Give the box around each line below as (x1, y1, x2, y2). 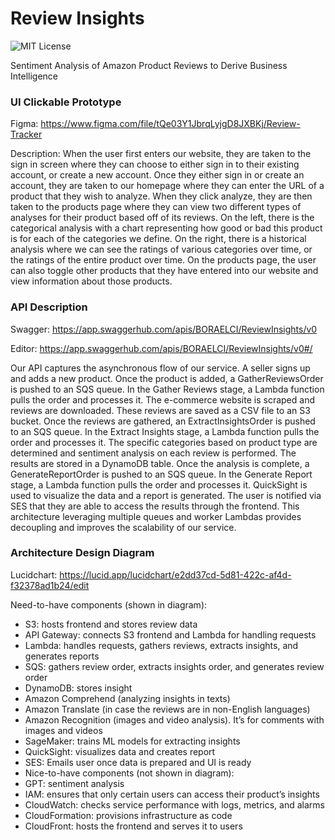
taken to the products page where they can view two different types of (10, 201, 302, 213)
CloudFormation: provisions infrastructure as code (24, 809, 233, 821)
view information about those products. (10, 275, 173, 287)
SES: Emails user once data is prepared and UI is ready (24, 756, 252, 768)
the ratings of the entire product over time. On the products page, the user (10, 254, 317, 266)
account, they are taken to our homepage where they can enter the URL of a (10, 180, 325, 192)
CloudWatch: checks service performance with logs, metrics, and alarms (24, 798, 325, 811)
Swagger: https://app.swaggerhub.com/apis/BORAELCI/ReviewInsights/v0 (10, 323, 318, 335)
